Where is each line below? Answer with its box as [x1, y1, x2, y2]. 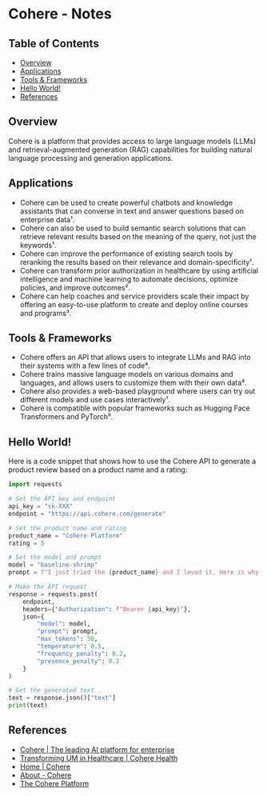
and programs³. [19, 308, 72, 318]
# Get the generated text [8, 686, 94, 694]
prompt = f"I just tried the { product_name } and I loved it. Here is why [8, 569, 260, 577]
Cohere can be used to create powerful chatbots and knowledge [19, 198, 233, 207]
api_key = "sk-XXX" [8, 502, 74, 510]
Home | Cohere [19, 762, 70, 771]
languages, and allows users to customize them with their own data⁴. [19, 378, 248, 388]
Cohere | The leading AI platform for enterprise [19, 745, 175, 754]
